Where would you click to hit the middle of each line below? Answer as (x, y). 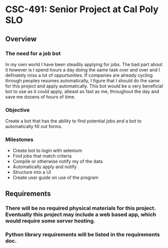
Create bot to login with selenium (47, 150)
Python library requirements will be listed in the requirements (83, 234)
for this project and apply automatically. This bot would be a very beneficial (84, 86)
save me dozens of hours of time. (40, 97)
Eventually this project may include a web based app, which (81, 214)
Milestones (19, 140)
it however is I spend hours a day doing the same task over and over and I (83, 70)
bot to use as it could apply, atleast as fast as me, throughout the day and (82, 91)
